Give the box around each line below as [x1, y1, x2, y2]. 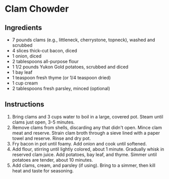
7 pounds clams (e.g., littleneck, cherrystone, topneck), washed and [12, 37, 156, 43]
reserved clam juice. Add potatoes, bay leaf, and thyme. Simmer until [12, 151, 157, 158]
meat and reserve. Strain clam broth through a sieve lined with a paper [12, 130, 160, 136]
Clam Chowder [5, 3, 69, 15]
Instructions [5, 100, 44, 109]
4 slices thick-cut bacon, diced [12, 48, 77, 53]
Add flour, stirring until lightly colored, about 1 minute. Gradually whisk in [12, 146, 164, 152]
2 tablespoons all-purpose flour [12, 58, 79, 64]
